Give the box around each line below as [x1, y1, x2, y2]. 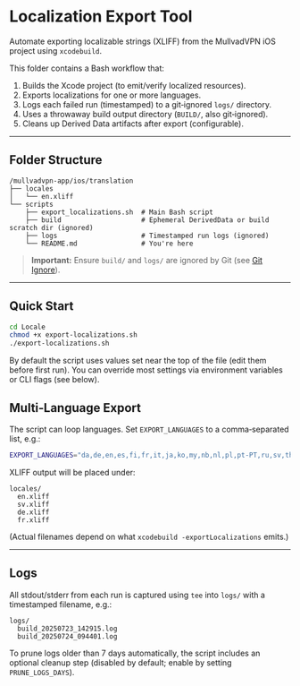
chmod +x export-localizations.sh [9, 330, 138, 339]
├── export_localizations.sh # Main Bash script [25, 208, 214, 217]
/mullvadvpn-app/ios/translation [9, 176, 134, 185]
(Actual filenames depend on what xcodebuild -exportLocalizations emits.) [9, 531, 289, 542]
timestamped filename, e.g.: [9, 598, 112, 610]
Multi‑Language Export [9, 400, 141, 416]
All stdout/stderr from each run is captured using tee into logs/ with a [9, 589, 266, 600]
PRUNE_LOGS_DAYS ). [9, 666, 75, 677]
